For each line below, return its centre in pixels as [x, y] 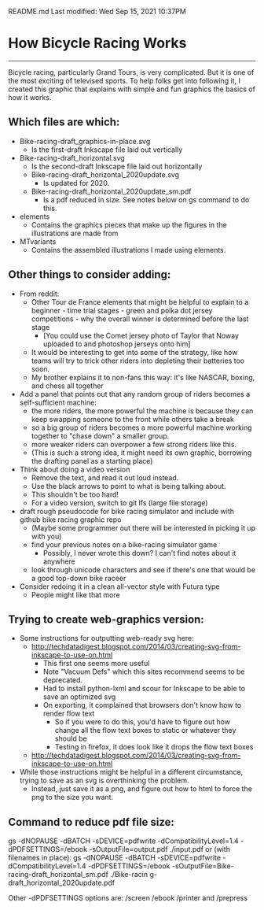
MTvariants [38, 241]
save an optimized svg [79, 697]
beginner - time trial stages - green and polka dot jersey [122, 310]
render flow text [69, 714]
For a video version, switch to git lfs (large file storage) [119, 502]
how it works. [30, 97]
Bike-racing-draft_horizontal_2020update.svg [105, 174]
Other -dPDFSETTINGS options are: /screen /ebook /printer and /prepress [128, 898]
